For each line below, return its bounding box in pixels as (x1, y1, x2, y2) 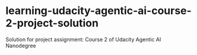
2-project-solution (5, 16, 99, 30)
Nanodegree (5, 42, 36, 49)
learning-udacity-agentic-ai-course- (5, 4, 192, 18)
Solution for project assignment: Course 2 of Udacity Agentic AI (5, 36, 161, 43)
